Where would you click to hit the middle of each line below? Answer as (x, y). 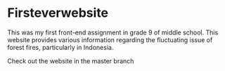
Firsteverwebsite (58, 13)
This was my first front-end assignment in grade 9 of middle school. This (113, 32)
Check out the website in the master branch (71, 60)
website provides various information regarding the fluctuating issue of (110, 39)
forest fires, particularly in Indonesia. (60, 47)
